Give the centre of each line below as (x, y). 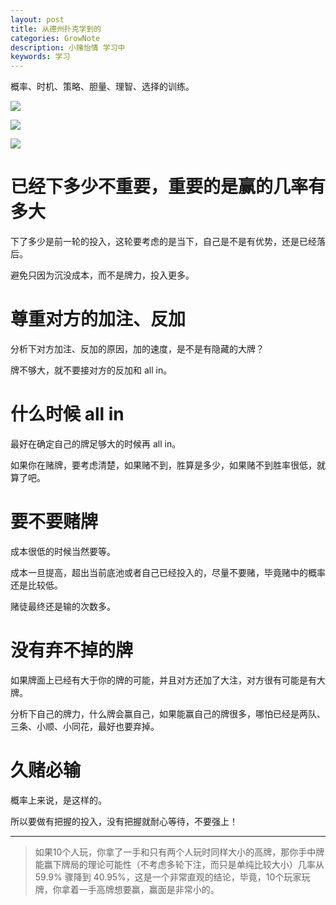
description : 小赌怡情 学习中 (68, 47)
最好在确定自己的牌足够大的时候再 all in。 (96, 443)
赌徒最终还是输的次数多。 (63, 606)
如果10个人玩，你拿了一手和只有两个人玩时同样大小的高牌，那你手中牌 (179, 852)
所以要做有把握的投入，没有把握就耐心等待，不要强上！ (124, 821)
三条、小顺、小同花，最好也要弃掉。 (85, 726)
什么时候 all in (67, 414)
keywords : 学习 (40, 57)
